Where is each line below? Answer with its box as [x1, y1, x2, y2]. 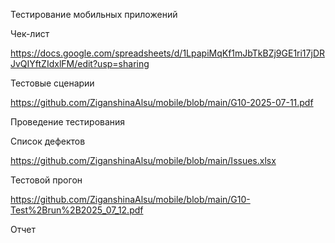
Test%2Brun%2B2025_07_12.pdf [10, 204, 144, 216]
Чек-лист [10, 28, 50, 39]
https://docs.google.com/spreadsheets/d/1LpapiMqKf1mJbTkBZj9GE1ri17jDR [10, 47, 325, 59]
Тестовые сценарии [10, 77, 95, 89]
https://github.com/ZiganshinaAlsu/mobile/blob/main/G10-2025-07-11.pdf [10, 97, 314, 108]
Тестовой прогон [10, 174, 83, 186]
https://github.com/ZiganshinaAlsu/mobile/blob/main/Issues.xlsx [10, 155, 277, 166]
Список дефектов [10, 135, 86, 147]
